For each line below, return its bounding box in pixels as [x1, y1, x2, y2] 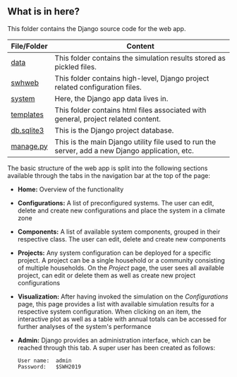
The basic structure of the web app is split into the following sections [7, 164, 208, 172]
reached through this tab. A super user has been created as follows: [17, 343, 216, 352]
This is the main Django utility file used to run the [54, 137, 217, 147]
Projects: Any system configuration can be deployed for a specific [17, 249, 212, 257]
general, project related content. [54, 114, 161, 124]
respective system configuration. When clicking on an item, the [17, 307, 202, 316]
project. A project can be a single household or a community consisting [17, 256, 226, 264]
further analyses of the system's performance [17, 322, 152, 330]
